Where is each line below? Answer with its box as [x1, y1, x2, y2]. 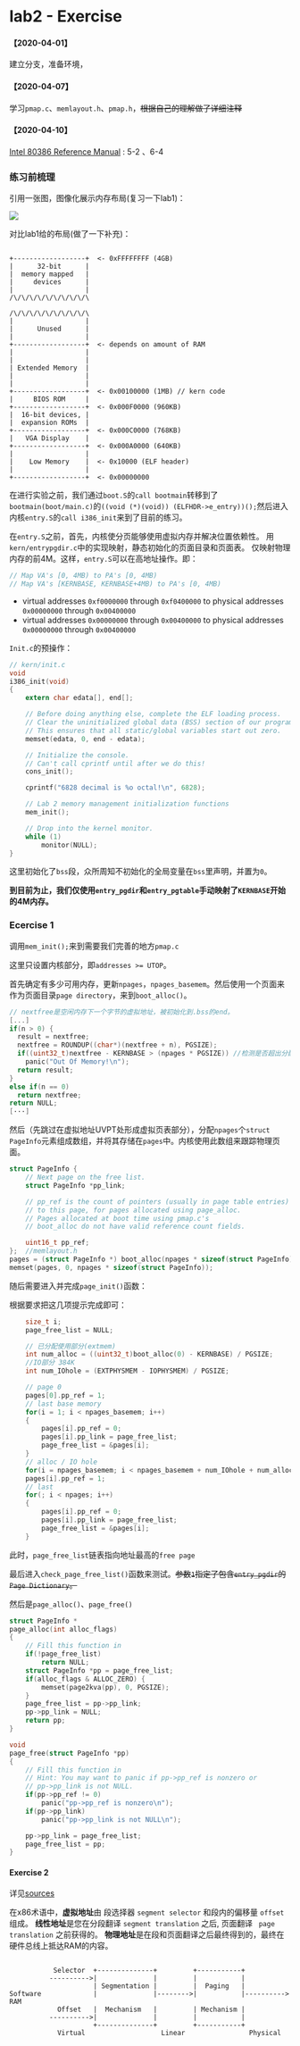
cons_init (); [25, 767, 74, 776]
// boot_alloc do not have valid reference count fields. [25, 1222, 246, 1232]
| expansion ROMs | [9, 418, 90, 428]
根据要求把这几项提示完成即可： [9, 1299, 127, 1310]
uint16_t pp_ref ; [25, 1239, 90, 1248]
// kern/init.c [9, 660, 66, 669]
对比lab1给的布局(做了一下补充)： [9, 229, 131, 239]
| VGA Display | [9, 434, 90, 443]
